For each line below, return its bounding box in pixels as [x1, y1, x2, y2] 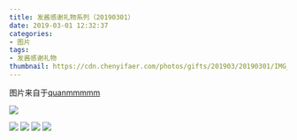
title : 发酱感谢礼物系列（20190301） [9, 12, 135, 22]
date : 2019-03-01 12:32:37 [9, 21, 109, 30]
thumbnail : [9, 63, 49, 71]
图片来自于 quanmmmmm [9, 87, 101, 98]
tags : [9, 46, 29, 55]
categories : [9, 29, 53, 38]
